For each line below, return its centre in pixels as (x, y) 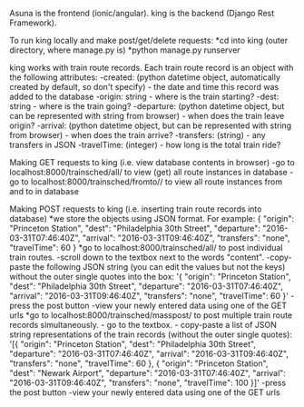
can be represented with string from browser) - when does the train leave (147, 116)
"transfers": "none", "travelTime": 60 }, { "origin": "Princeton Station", (139, 363)
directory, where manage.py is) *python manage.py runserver (125, 50)
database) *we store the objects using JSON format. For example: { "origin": (152, 218)
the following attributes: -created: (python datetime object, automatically (145, 77)
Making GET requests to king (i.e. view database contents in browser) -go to (152, 162)
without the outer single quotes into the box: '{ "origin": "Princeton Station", (150, 277)
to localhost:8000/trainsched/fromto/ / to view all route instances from (152, 182)
